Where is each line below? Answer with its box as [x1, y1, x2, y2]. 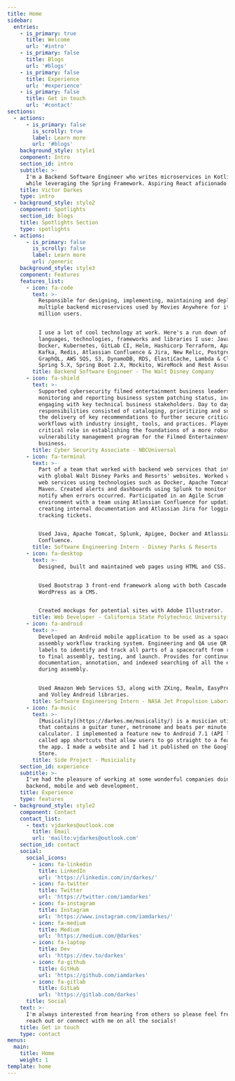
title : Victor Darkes [20, 187, 83, 194]
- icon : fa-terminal [25, 453, 86, 460]
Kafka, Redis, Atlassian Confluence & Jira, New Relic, [38, 349, 205, 356]
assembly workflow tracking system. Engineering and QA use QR [38, 640, 227, 647]
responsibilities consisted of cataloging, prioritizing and [38, 408, 220, 415]
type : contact [20, 1030, 61, 1038]
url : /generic [32, 258, 73, 265]
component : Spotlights [20, 206, 86, 213]
